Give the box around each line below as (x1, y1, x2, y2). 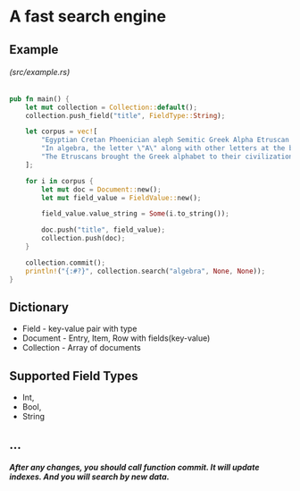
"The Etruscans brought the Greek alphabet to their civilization (41, 152, 294, 162)
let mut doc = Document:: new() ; (41, 185, 162, 194)
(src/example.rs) (9, 67, 71, 78)
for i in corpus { (25, 176, 94, 185)
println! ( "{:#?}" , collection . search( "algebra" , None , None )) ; (25, 267, 266, 275)
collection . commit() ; (25, 258, 105, 267)
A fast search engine (9, 6, 167, 27)
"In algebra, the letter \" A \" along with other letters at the (41, 144, 286, 153)
